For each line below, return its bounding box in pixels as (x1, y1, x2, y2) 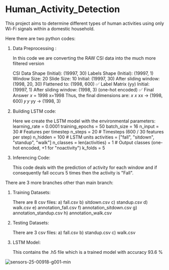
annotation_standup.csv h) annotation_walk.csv (12, 210, 112, 216)
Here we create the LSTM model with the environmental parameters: (12, 118, 156, 124)
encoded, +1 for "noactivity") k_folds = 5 (20, 145, 105, 151)
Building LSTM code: (12, 108, 57, 114)
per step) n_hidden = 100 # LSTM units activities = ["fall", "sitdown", (12, 134, 154, 140)
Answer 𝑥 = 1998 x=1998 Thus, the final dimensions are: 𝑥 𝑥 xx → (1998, (12, 92, 163, 98)
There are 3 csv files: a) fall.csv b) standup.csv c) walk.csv (12, 229, 136, 236)
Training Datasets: (12, 189, 51, 195)
